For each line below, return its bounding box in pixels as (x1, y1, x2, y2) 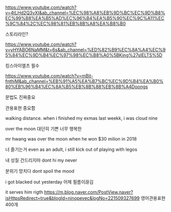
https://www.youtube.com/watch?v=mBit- (5, 73, 93, 78)
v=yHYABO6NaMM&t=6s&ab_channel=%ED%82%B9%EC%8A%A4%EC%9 (5, 47, 166, 52)
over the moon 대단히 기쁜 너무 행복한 (5, 126, 82, 131)
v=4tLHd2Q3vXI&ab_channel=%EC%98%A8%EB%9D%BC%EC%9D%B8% (5, 10, 165, 16)
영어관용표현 (140, 195, 166, 201)
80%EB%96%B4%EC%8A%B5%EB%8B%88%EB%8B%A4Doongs (5, 84, 148, 90)
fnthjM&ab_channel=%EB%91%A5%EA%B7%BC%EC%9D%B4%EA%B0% (5, 78, 164, 84)
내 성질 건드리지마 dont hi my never (5, 157, 77, 163)
